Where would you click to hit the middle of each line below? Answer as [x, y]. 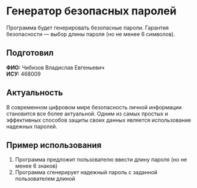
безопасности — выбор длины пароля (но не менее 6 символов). [91, 34]
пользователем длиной [45, 179]
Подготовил [30, 53]
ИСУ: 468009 [23, 74]
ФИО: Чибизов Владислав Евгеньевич [55, 67]
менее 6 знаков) [36, 166]
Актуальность [35, 93]
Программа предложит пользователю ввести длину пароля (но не [101, 160]
